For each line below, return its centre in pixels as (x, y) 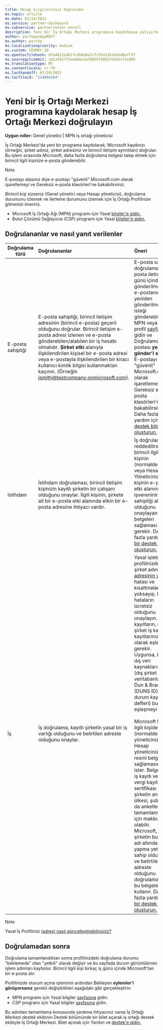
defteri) (143, 703)
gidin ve (143, 335)
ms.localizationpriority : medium (39, 46)
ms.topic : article (24, 14)
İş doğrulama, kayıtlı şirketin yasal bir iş (83, 727)
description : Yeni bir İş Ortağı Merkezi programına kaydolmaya (71, 32)
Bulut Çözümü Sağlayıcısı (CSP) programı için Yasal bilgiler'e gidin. (79, 219)
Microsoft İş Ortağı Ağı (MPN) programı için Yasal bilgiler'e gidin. (76, 213)
